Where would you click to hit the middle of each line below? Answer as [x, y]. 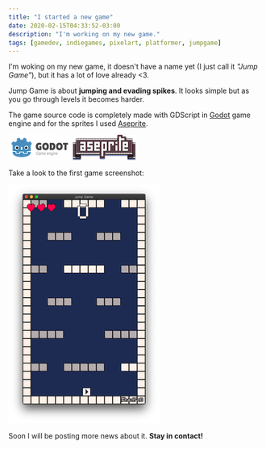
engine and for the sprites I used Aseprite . [78, 124]
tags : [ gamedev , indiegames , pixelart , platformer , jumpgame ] [115, 43]
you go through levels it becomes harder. [77, 99]
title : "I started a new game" [61, 17]
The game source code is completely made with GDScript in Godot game [130, 115]
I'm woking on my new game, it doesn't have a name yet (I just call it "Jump [133, 67]
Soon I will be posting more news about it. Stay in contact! [106, 436]
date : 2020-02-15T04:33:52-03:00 [64, 25]
